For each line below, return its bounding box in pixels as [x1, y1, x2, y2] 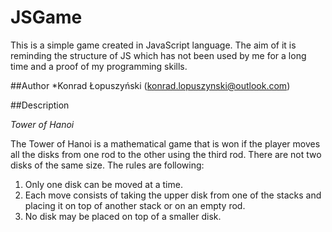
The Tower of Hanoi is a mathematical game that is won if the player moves [10, 137, 321, 150]
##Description [10, 99, 70, 111]
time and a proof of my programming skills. [10, 60, 188, 72]
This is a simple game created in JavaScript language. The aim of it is [10, 39, 297, 51]
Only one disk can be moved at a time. [24, 178, 183, 190]
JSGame [10, 6, 83, 29]
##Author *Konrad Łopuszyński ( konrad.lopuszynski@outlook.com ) [10, 79, 291, 91]
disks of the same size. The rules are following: [10, 159, 205, 171]
